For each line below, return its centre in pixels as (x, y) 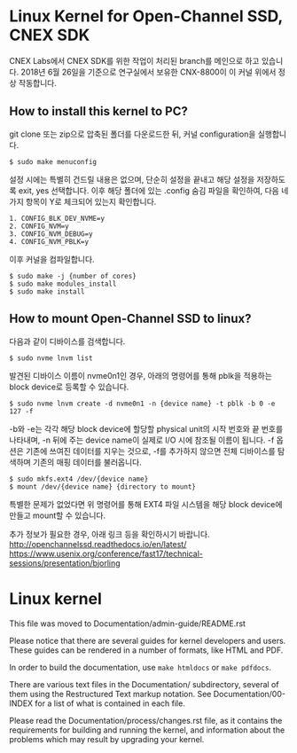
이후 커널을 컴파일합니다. (52, 259)
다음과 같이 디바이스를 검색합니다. (67, 341)
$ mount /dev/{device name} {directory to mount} (103, 486)
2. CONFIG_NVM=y (39, 226)
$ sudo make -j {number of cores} (73, 276)
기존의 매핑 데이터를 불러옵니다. (87, 462)
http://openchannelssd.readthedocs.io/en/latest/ (98, 544)
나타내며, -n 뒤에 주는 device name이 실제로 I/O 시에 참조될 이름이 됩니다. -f (142, 440)
